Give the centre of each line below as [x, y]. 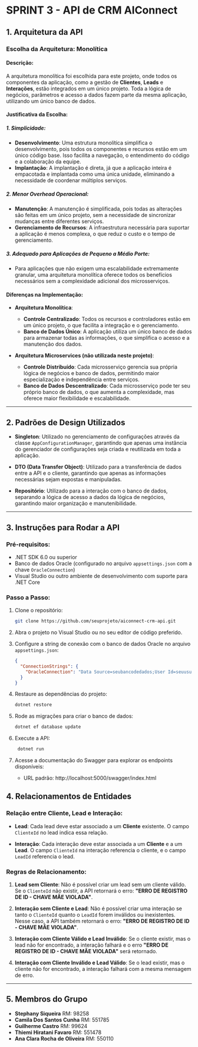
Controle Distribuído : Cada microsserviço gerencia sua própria [100, 367]
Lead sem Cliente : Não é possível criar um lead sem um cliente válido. [100, 885]
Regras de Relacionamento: [46, 872]
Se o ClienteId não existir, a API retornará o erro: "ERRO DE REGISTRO [101, 891]
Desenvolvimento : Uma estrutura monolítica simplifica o [83, 143]
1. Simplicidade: [26, 128]
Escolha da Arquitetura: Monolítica [57, 49]
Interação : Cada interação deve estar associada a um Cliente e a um [98, 843]
